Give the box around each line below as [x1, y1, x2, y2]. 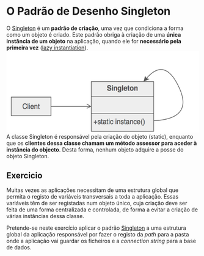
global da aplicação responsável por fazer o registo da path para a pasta [6, 231, 189, 238]
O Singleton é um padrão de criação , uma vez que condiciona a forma [6, 24, 184, 32]
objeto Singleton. [6, 153, 49, 160]
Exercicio [6, 170, 43, 181]
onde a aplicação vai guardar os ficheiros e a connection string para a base [6, 237, 197, 245]
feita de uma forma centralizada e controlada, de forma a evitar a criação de [6, 206, 199, 213]
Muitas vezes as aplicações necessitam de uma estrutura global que [6, 186, 179, 194]
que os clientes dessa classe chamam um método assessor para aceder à [6, 139, 197, 147]
